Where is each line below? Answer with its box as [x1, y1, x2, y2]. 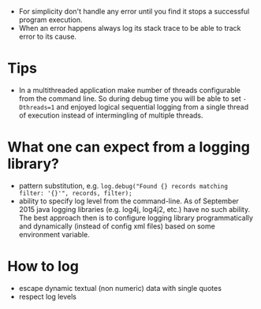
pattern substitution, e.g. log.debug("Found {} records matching [18, 181, 228, 190]
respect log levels [18, 292, 76, 301]
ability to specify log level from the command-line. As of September [18, 196, 240, 206]
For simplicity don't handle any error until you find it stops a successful [18, 7, 250, 16]
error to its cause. [18, 32, 76, 41]
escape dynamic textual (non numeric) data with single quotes [18, 283, 222, 292]
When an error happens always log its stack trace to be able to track [18, 24, 241, 32]
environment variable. [18, 229, 90, 239]
